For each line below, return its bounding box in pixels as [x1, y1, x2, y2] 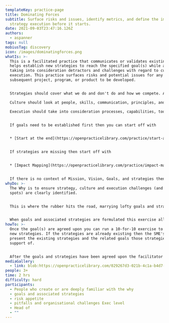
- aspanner [10, 36, 33, 41]
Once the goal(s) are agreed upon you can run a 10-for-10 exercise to [10, 227, 163, 232]
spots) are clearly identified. [10, 190, 78, 195]
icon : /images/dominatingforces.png [5, 49, 82, 54]
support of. [10, 241, 35, 246]
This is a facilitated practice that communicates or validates [10, 59, 147, 64]
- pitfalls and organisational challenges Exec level [10, 301, 125, 306]
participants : [5, 282, 35, 287]
